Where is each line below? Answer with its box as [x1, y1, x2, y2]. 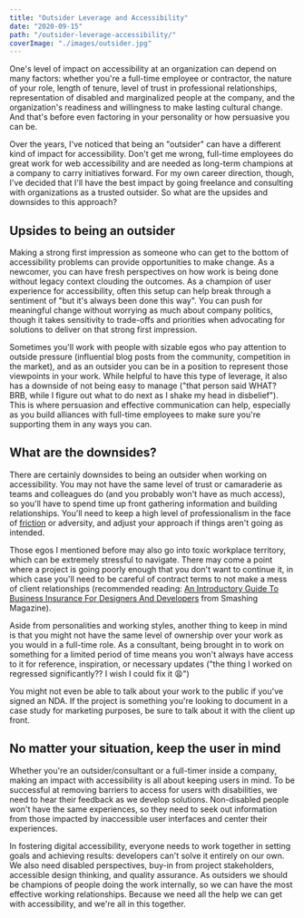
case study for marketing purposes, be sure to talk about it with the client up [9, 705, 296, 716]
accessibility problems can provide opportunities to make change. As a [9, 257, 275, 268]
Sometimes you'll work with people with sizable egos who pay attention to [9, 342, 287, 353]
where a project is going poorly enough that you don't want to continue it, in [9, 563, 293, 574]
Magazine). [9, 602, 52, 613]
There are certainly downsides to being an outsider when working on [9, 469, 268, 480]
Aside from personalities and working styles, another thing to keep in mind [9, 620, 288, 630]
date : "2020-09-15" [9, 22, 83, 31]
